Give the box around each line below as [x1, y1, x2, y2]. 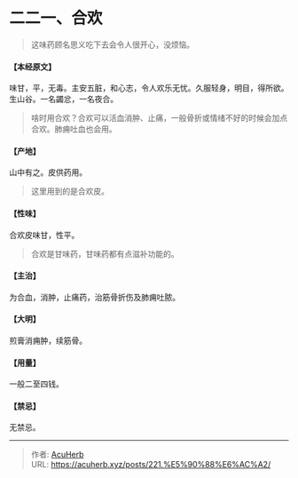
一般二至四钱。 [9, 378, 64, 389]
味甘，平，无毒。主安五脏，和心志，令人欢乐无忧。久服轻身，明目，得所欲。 [9, 83, 289, 93]
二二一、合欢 [9, 8, 104, 28]
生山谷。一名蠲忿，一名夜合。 [9, 94, 118, 105]
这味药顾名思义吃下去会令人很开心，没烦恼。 [30, 39, 195, 50]
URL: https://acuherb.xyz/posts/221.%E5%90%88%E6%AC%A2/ [30, 459, 271, 470]
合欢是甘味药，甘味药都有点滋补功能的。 [30, 248, 179, 259]
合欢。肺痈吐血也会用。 [30, 123, 117, 134]
